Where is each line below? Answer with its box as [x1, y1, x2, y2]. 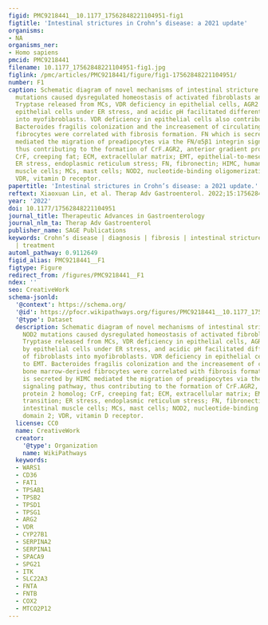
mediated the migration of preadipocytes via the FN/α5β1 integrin [15, 137, 245, 146]
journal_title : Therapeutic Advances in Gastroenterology [8, 212, 205, 220]
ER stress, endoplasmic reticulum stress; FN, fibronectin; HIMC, [15, 160, 241, 168]
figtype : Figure [8, 264, 62, 272]
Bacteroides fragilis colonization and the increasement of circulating [15, 123, 262, 131]
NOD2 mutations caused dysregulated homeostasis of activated [22, 330, 234, 339]
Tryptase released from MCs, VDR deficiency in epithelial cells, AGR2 [15, 100, 259, 108]
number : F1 [8, 78, 45, 86]
